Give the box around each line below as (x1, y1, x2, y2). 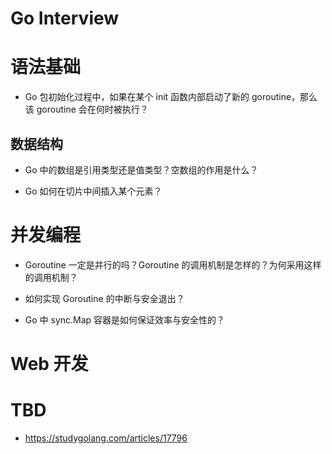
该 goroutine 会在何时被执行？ (24, 103, 149, 116)
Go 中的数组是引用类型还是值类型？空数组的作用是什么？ (24, 163, 259, 176)
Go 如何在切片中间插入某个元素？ (24, 185, 163, 197)
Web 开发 (10, 353, 89, 376)
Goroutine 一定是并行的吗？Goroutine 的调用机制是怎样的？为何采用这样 (24, 258, 322, 271)
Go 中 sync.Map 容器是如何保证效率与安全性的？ (24, 313, 226, 326)
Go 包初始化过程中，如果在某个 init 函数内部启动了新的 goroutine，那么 (24, 91, 318, 103)
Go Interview (10, 7, 120, 30)
